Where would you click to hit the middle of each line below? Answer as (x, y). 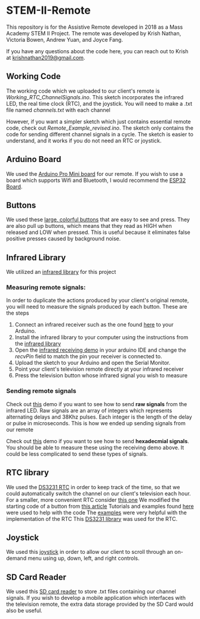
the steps (18, 313)
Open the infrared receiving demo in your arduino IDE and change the (101, 350)
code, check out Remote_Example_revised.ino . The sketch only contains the (100, 128)
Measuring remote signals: (46, 288)
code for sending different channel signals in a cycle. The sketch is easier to (100, 134)
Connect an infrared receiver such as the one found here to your (94, 325)
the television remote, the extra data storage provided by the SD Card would (100, 604)
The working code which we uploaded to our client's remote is (83, 91)
